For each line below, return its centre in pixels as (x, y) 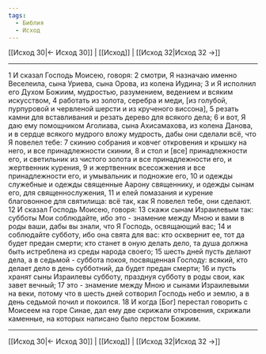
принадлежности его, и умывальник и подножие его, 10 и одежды (121, 176)
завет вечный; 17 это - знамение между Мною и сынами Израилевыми (129, 285)
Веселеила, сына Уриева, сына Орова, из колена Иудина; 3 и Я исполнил (132, 84)
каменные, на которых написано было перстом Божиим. (104, 319)
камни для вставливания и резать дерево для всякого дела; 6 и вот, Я (127, 117)
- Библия (30, 23)
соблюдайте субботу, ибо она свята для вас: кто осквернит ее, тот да (127, 235)
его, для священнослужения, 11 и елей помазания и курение (111, 193)
